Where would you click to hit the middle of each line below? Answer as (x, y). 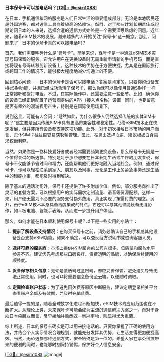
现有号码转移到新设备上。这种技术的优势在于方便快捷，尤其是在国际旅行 (86, 65)
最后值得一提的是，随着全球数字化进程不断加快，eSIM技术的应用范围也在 (79, 304)
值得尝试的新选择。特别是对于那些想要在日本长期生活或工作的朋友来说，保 (84, 158)
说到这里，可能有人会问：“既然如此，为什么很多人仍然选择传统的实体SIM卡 (81, 116)
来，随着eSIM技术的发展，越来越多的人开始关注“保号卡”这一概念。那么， (78, 36)
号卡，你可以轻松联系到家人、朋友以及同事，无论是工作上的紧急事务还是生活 (82, 170)
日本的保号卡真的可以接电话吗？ (54, 43)
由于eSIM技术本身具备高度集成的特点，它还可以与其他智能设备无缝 (81, 204)
